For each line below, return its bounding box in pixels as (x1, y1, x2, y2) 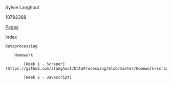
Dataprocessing (5, 44, 38, 49)
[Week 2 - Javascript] (24, 75, 72, 80)
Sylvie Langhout (5, 5, 39, 10)
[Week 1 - (24, 62, 45, 67)
